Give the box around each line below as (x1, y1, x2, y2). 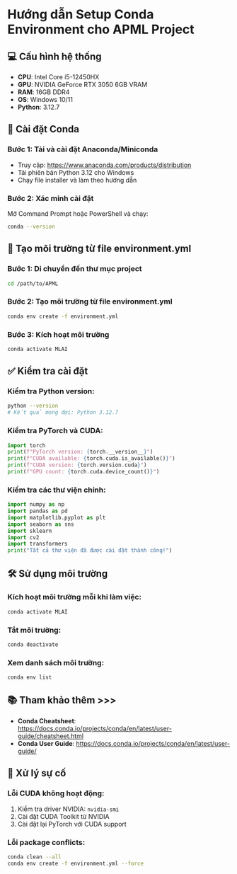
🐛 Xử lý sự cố (7, 767, 67, 779)
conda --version (7, 223, 55, 230)
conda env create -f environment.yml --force (7, 860, 144, 867)
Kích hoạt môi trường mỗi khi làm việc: (7, 592, 142, 602)
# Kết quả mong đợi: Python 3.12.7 (7, 409, 119, 416)
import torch (7, 442, 46, 449)
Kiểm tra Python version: (7, 386, 95, 396)
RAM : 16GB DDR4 (17, 88, 70, 96)
